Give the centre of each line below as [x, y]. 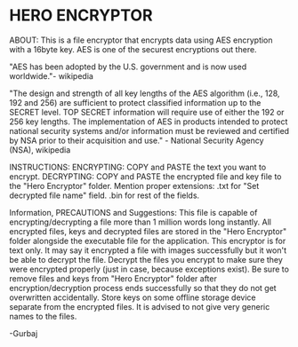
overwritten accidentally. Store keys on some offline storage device [133, 297]
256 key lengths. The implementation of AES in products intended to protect [149, 122]
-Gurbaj [24, 333]
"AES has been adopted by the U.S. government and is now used [128, 67]
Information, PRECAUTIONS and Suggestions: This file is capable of [133, 212]
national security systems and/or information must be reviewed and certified [149, 130]
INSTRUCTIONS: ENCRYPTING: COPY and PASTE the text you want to [138, 167]
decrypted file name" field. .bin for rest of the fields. [105, 195]
